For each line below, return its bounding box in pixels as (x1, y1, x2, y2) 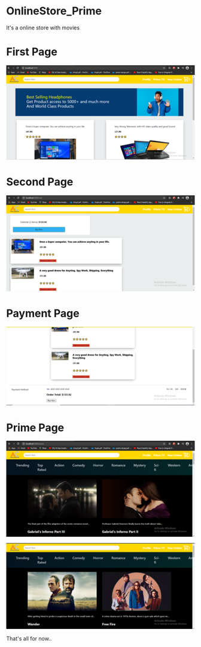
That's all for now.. (6, 635, 52, 642)
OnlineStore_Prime (6, 4, 102, 18)
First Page (6, 45, 58, 59)
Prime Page (6, 421, 65, 434)
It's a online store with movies (6, 24, 80, 31)
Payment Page (6, 306, 80, 320)
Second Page (6, 175, 74, 189)
